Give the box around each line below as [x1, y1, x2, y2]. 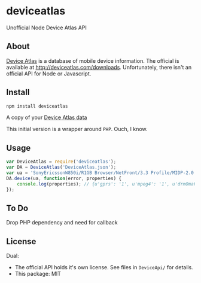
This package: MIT [14, 270, 62, 278]
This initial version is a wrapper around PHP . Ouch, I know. [6, 126, 148, 133]
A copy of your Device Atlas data [6, 114, 87, 121]
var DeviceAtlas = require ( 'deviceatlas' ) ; [6, 159, 117, 165]
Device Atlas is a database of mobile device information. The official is [6, 57, 179, 64]
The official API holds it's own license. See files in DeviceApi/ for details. [14, 264, 193, 271]
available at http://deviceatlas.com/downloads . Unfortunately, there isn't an [6, 63, 192, 71]
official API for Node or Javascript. [6, 70, 92, 77]
